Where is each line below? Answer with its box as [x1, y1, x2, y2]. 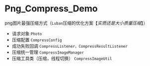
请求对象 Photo [11, 30, 42, 36]
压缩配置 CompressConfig [11, 37, 62, 43]
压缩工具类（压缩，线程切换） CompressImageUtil [11, 55, 112, 61]
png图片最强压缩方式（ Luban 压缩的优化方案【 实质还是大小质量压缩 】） [4, 20, 148, 26]
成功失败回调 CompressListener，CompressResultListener [11, 43, 128, 49]
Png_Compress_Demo [4, 3, 98, 14]
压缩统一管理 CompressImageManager [11, 49, 84, 55]
